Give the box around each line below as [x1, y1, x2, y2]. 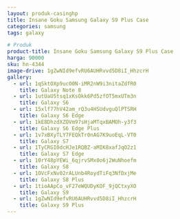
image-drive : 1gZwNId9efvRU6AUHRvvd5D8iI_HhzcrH [7, 67, 149, 74]
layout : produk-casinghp [7, 10, 78, 17]
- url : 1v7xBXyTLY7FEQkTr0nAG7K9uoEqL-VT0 [13, 132, 137, 138]
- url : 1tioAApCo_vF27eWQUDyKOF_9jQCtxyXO [13, 182, 137, 189]
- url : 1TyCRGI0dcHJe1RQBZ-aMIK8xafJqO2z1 [13, 144, 137, 152]
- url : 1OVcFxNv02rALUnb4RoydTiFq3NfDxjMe [13, 169, 137, 176]
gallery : [7, 74, 32, 81]
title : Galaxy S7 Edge [19, 151, 85, 158]
